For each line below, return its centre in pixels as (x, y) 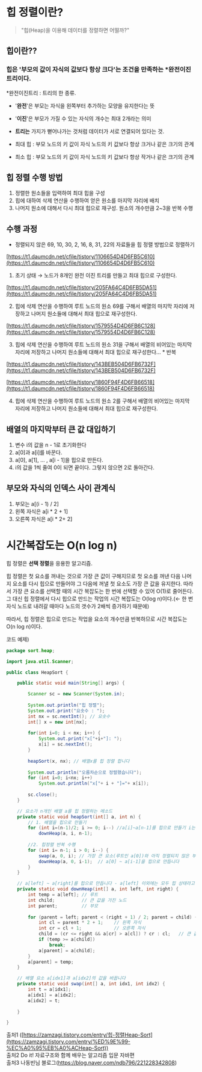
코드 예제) (18, 639)
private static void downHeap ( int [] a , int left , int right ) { (98, 889)
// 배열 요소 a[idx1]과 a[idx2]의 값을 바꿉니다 (72, 978)
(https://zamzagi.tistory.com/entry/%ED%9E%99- (69, 1042)
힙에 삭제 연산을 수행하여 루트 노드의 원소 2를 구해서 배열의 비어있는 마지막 (102, 401)
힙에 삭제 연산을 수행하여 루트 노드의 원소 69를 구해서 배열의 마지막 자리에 (101, 306)
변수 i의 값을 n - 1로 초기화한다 (50, 445)
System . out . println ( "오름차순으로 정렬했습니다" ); (85, 772)
